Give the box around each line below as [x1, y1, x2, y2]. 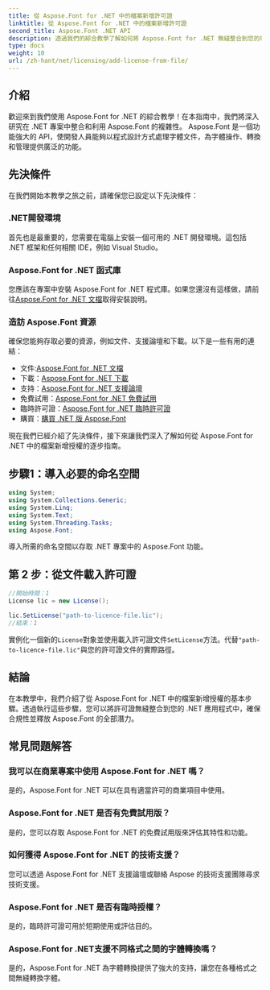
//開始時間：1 [8, 590, 50, 598]
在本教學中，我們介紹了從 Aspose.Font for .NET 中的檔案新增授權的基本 [8, 694, 245, 703]
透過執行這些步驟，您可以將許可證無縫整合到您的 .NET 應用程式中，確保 [22, 703, 261, 713]
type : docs [8, 42, 45, 50]
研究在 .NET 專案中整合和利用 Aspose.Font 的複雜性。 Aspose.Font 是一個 [8, 122, 253, 131]
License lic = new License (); [8, 597, 110, 605]
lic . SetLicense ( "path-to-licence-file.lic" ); [8, 611, 163, 620]
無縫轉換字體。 [14, 973, 65, 983]
